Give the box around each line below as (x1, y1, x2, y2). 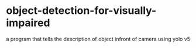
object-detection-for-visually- (6, 4, 157, 17)
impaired (6, 16, 50, 29)
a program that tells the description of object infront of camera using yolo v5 (6, 35, 191, 42)
